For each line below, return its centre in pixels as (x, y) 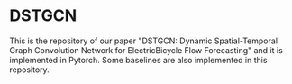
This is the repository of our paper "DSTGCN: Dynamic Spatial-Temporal (143, 41)
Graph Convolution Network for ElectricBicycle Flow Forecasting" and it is (146, 50)
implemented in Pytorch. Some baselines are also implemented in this (138, 60)
